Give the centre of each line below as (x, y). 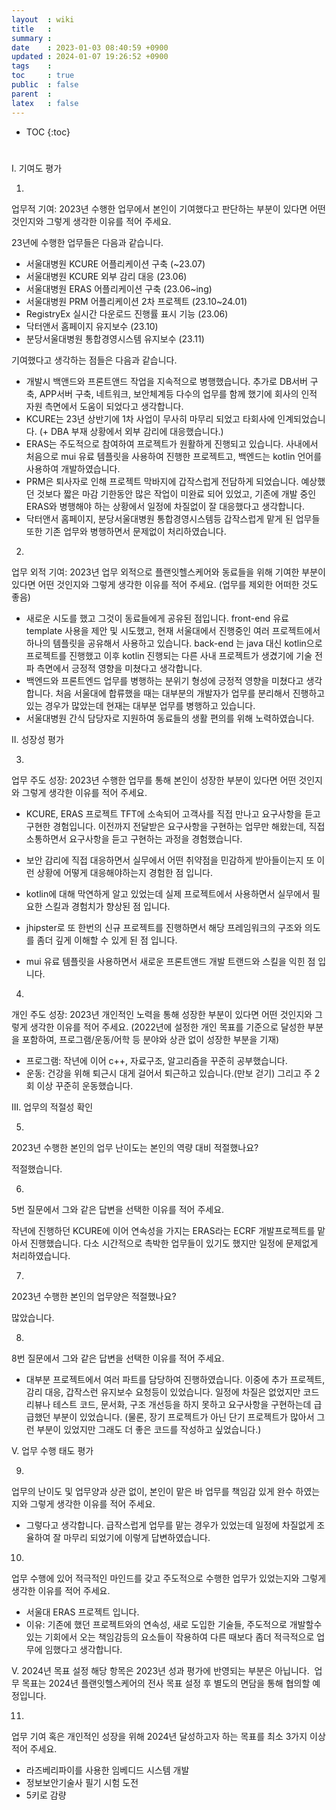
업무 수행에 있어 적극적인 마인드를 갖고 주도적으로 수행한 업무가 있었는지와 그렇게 (169, 1578)
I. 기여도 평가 (37, 168)
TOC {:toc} (48, 132)
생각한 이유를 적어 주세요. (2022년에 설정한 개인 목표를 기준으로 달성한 (167, 1027)
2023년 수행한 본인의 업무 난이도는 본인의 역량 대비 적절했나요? (135, 1147)
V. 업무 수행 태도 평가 (52, 1450)
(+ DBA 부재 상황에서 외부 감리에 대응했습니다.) (131, 431)
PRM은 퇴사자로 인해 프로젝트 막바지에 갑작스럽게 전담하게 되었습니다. (162, 481)
